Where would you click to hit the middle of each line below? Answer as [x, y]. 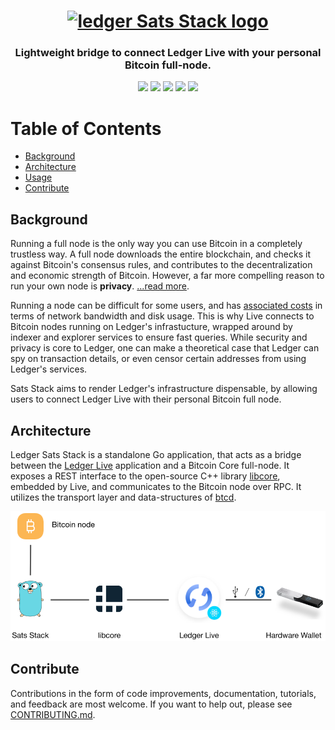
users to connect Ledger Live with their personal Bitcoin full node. [146, 399]
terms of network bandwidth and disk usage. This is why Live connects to [162, 316]
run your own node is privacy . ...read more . [100, 286]
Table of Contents [86, 128]
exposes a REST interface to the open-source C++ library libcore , [145, 476]
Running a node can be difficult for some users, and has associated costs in [166, 306]
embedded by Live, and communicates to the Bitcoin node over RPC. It [156, 487]
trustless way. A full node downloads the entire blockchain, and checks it [160, 254]
